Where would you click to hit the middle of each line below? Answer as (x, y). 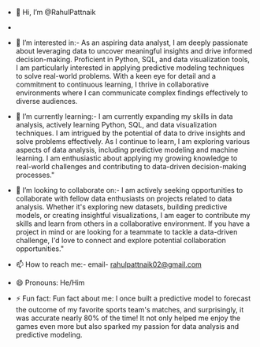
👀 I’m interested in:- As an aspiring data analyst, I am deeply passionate (132, 42)
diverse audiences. (46, 101)
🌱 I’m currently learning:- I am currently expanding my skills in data (124, 116)
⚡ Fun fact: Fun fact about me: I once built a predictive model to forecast (133, 298)
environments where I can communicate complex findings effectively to (132, 93)
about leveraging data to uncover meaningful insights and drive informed (134, 51)
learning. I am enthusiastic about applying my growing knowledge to (126, 158)
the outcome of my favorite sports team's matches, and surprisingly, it (130, 310)
